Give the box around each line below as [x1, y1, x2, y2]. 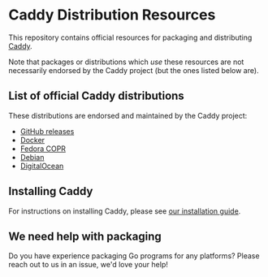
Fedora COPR [19, 144, 67, 154]
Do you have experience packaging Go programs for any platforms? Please [8, 251, 260, 261]
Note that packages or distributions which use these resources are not [8, 57, 244, 67]
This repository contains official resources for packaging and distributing [8, 32, 253, 42]
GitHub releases [19, 126, 75, 136]
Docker [19, 135, 45, 145]
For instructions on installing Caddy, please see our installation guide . [8, 206, 241, 216]
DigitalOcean [19, 161, 64, 171]
